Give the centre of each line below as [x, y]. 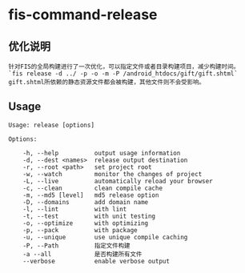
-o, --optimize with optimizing [86, 223]
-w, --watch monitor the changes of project [112, 174]
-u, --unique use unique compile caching [105, 237]
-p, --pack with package [80, 230]
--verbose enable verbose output [96, 261]
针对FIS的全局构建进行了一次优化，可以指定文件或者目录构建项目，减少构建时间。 [124, 66]
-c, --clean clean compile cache [92, 188]
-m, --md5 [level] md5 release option [91, 195]
